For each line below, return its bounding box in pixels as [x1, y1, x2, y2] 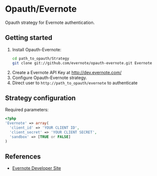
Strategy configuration [5, 94, 76, 102]
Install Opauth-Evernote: [12, 46, 62, 52]
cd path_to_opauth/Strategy [12, 56, 69, 61]
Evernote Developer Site [12, 165, 61, 171]
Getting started [5, 34, 53, 42]
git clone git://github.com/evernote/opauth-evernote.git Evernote [12, 60, 152, 65]
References [5, 152, 41, 160]
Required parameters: [5, 107, 49, 113]
